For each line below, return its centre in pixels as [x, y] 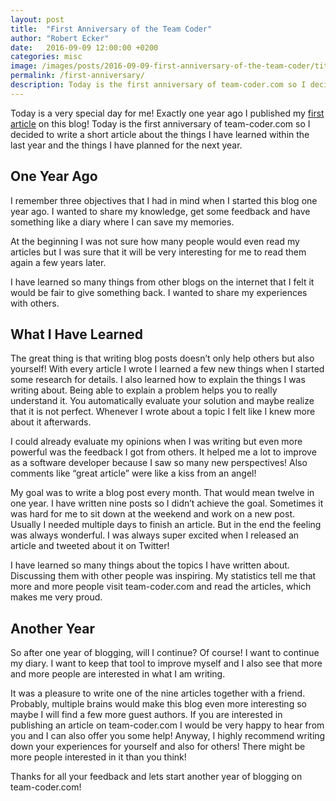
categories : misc [46, 57]
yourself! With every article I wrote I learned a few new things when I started [167, 369]
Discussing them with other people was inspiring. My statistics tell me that [163, 576]
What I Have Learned [77, 334]
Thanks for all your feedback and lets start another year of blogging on [156, 777]
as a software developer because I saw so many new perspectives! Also [159, 463]
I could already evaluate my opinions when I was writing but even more [156, 442]
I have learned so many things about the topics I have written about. [150, 565]
